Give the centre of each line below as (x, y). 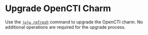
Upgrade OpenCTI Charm (58, 9)
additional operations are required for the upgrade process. (65, 27)
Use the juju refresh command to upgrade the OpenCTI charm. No (74, 22)
